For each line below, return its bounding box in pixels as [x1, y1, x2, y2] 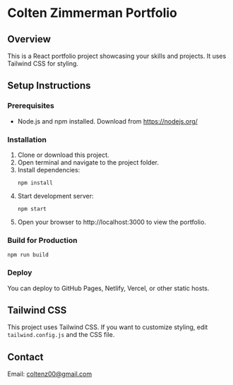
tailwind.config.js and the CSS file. [7, 331, 115, 339]
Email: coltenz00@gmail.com [7, 369, 92, 379]
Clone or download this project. [17, 150, 109, 159]
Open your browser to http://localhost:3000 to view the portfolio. [17, 218, 207, 226]
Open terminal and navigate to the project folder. [17, 158, 160, 167]
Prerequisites [7, 101, 54, 111]
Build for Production [7, 235, 78, 245]
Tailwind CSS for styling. [7, 59, 79, 68]
